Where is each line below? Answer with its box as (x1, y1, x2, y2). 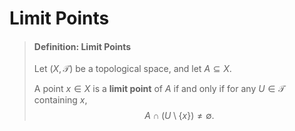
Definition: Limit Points (33, 40, 132, 52)
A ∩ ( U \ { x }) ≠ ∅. (144, 110, 215, 122)
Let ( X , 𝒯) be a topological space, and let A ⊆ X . (33, 63, 232, 75)
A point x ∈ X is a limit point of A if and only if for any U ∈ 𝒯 (33, 83, 286, 95)
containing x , (33, 94, 88, 106)
